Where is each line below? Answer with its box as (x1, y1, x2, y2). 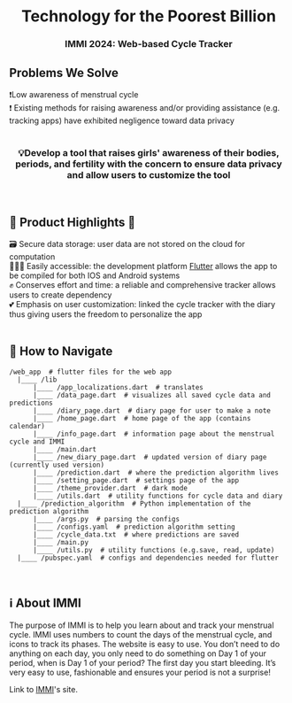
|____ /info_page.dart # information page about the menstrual (32, 429, 275, 438)
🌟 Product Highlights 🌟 (9, 214, 136, 229)
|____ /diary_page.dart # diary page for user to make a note (32, 406, 272, 415)
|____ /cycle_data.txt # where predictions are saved (32, 529, 240, 539)
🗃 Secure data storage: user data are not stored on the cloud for (9, 239, 245, 250)
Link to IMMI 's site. (9, 684, 78, 694)
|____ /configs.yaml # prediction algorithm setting (32, 522, 236, 531)
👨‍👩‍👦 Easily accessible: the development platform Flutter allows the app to (9, 261, 278, 272)
